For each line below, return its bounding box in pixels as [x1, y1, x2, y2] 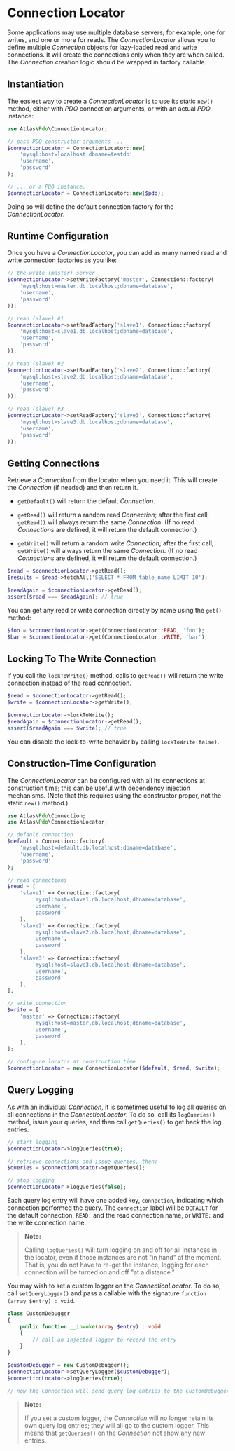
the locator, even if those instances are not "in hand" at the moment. [24, 1253, 222, 1262]
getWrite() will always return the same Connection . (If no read [17, 547, 198, 555]
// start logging [7, 1138, 58, 1145]
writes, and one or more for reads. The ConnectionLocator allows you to [7, 35, 215, 43]
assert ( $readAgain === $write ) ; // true [7, 724, 127, 732]
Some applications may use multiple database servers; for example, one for [7, 28, 225, 36]
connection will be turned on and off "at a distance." [24, 1268, 175, 1276]
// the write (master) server [7, 270, 96, 277]
